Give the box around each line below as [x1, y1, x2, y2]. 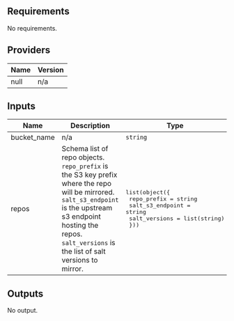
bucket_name [10, 132, 55, 142]
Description [70, 121, 110, 131]
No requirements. [7, 24, 58, 32]
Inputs [7, 100, 36, 112]
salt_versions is [61, 238, 116, 248]
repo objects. [61, 152, 105, 162]
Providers [7, 45, 51, 56]
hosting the [61, 221, 99, 230]
